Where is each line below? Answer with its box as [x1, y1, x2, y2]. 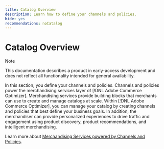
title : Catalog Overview [5, 7, 56, 12]
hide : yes [5, 16, 25, 21]
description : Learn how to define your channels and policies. [5, 12, 137, 17]
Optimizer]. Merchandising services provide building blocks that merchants [5, 93, 157, 99]
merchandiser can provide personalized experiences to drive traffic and [5, 114, 150, 120]
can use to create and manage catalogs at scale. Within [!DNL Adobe [5, 98, 144, 104]
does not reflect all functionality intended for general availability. [5, 73, 135, 79]
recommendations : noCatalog [5, 21, 63, 26]
